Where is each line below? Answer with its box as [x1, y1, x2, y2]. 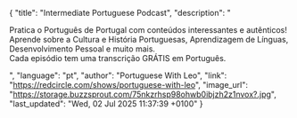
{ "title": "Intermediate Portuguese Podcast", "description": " [9, 8, 231, 18]
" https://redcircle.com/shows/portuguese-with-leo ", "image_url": [9, 80, 248, 90]
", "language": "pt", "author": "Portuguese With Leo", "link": [9, 70, 227, 81]
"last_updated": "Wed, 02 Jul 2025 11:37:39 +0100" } [9, 98, 203, 109]
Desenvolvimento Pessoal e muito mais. [9, 43, 156, 54]
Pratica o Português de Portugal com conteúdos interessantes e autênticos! [9, 25, 287, 35]
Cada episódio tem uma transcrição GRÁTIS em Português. [9, 53, 227, 63]
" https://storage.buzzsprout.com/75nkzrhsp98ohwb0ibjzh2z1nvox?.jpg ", [9, 89, 276, 99]
